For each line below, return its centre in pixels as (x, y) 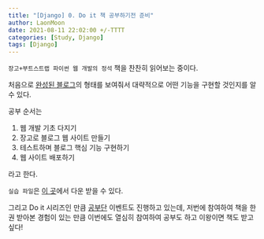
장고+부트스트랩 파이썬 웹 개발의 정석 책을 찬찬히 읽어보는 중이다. (103, 68)
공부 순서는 (25, 112)
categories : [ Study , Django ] (56, 37)
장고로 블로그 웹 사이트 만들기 (65, 138)
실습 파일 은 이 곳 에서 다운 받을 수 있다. (66, 191)
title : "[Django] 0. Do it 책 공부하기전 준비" (81, 15)
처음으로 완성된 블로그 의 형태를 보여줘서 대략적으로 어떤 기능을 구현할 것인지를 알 (132, 85)
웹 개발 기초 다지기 (48, 128)
